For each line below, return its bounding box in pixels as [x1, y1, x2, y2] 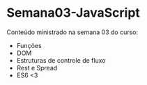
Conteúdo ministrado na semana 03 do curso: [6, 28, 139, 36]
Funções [16, 41, 42, 49]
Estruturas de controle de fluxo [16, 56, 106, 64]
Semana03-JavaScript [6, 5, 141, 21]
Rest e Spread [16, 63, 58, 72]
